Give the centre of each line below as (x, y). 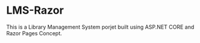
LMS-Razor (35, 10)
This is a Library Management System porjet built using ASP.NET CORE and (100, 27)
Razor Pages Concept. (34, 33)
